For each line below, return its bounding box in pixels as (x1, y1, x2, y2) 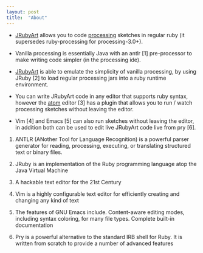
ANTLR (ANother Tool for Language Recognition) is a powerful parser (15, 135, 190, 143)
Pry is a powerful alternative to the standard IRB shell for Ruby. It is (15, 233, 183, 240)
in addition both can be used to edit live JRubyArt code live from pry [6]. (15, 123, 196, 131)
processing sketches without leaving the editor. (15, 105, 134, 113)
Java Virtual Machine (15, 167, 69, 174)
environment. (15, 80, 49, 88)
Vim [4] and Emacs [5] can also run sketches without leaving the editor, (15, 117, 194, 125)
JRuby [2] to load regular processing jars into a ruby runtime (15, 74, 167, 81)
